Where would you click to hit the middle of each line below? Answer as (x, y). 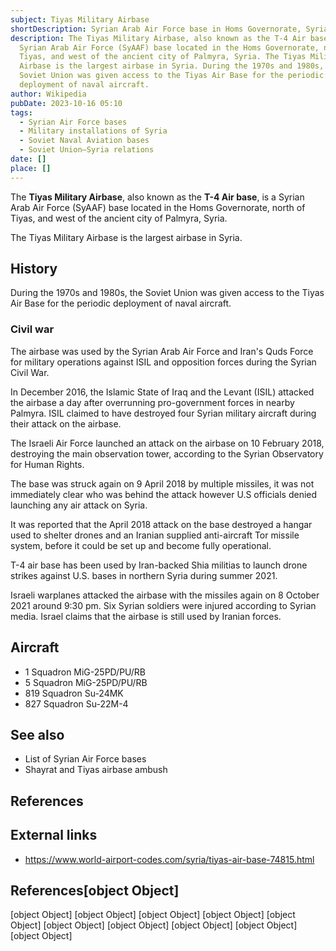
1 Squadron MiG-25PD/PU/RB (85, 672)
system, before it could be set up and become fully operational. (141, 545)
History (34, 269)
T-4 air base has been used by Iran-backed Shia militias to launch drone (159, 565)
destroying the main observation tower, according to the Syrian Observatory (167, 453)
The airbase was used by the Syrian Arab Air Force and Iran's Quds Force (162, 351)
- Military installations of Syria (93, 131)
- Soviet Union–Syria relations (87, 150)
